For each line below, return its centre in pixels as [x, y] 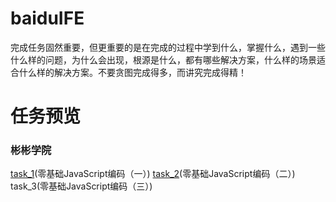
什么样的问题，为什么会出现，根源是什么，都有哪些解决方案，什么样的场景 [163, 59]
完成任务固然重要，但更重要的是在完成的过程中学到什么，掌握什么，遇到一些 [168, 47]
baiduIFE [47, 18]
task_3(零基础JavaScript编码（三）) [81, 186]
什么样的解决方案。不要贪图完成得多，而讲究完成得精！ [132, 72]
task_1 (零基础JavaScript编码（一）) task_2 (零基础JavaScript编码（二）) [153, 174]
